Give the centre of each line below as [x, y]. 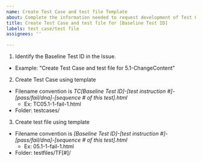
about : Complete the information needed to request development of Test [99, 17]
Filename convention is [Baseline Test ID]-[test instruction [87, 134]
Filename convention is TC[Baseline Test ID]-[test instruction [90, 91]
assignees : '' [24, 34]
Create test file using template [52, 122]
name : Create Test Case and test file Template [67, 12]
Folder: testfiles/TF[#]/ [43, 153]
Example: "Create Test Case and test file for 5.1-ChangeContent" [95, 68]
